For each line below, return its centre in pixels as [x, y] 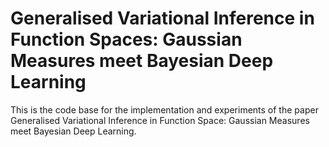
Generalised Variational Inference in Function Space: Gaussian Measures [160, 120]
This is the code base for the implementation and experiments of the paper [164, 109]
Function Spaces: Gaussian [126, 39]
